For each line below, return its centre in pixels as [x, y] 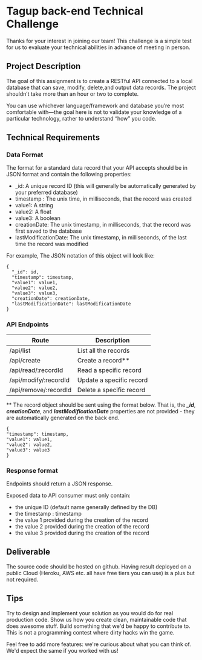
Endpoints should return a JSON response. [60, 484]
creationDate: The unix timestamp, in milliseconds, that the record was [103, 225]
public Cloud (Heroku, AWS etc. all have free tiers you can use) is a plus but [101, 573]
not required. [22, 579]
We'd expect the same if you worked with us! [63, 650]
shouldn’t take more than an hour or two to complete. [73, 94]
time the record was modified [52, 244]
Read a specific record [110, 370]
